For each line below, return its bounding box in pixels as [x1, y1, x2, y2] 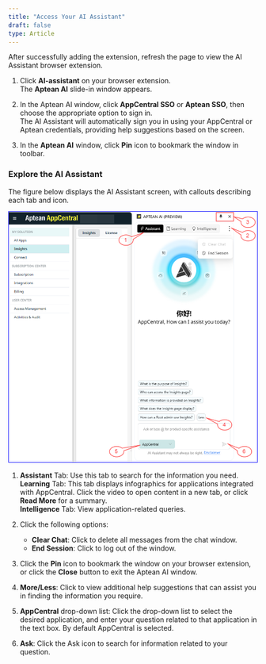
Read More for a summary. [19, 496, 108, 505]
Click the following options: [19, 520, 109, 529]
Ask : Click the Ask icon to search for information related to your [19, 639, 228, 648]
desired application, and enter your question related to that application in [19, 615, 257, 624]
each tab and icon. [8, 195, 70, 205]
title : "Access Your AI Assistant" [8, 13, 126, 21]
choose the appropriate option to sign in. [19, 108, 153, 118]
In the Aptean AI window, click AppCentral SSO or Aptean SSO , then [19, 100, 245, 109]
